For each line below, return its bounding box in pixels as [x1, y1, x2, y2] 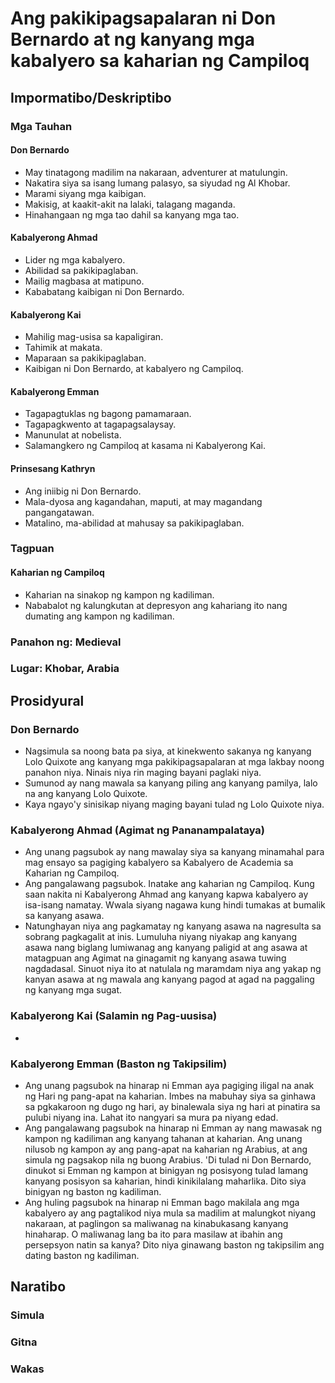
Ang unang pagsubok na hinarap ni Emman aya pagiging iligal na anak [24, 1080, 315, 1092]
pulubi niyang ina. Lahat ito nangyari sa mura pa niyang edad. [24, 1112, 279, 1124]
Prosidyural [10, 692, 85, 709]
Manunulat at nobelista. [24, 429, 122, 441]
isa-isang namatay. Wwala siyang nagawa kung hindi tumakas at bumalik [24, 899, 326, 911]
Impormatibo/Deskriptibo [10, 89, 172, 106]
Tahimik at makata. [24, 342, 103, 354]
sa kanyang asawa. [24, 910, 105, 922]
